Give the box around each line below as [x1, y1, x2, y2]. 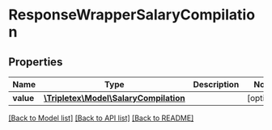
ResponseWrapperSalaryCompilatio [8, 6, 256, 24]
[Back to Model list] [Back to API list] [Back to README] [8, 113, 194, 123]
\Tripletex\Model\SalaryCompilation [43, 93, 185, 103]
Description [193, 79, 240, 90]
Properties [8, 55, 63, 69]
